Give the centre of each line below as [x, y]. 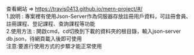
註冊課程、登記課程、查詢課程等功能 [51, 24]
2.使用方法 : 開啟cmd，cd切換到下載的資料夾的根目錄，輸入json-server [93, 31]
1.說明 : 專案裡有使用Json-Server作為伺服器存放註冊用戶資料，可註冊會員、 [99, 16]
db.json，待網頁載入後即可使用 [44, 39]
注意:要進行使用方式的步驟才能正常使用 [54, 46]
